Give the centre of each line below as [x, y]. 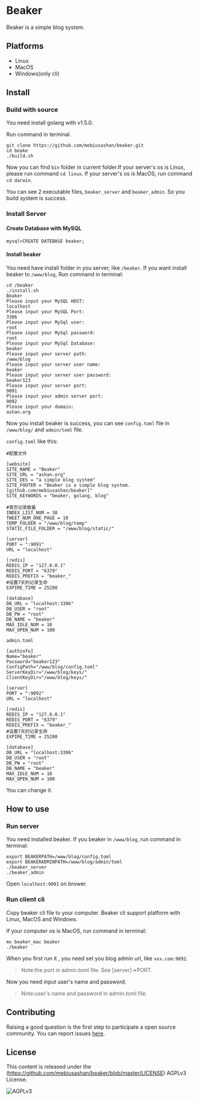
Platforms [25, 46]
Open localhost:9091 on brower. [47, 884]
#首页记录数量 [21, 507]
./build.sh [20, 156]
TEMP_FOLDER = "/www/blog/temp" [47, 523]
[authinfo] [20, 651]
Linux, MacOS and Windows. [42, 919]
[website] [19, 464]
